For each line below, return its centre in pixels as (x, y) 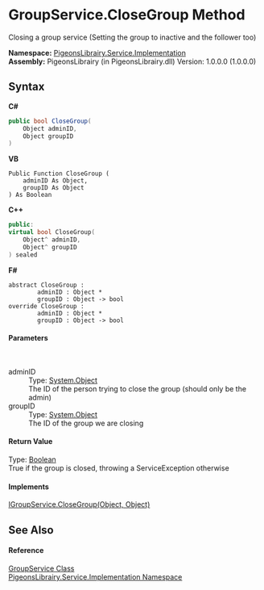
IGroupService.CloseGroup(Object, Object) (79, 504)
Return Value (31, 441)
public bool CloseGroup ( (50, 121)
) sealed (23, 255)
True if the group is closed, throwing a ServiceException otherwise (119, 468)
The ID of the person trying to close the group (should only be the (138, 388)
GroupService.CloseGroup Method (127, 15)
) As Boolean (30, 195)
